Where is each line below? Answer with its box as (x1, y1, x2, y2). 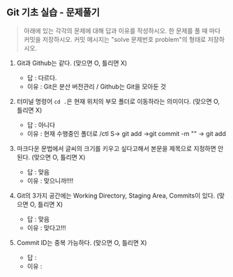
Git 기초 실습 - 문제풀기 (6, 6, 100, 19)
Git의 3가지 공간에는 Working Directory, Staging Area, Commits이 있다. (16, 191, 216, 200)
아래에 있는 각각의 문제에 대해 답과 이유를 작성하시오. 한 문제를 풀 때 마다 (23, 27, 221, 35)
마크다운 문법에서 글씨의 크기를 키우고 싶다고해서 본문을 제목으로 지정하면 (16, 144, 217, 152)
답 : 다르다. (27, 73, 57, 82)
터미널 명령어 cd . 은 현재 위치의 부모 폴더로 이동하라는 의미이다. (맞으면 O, (16, 97, 220, 105)
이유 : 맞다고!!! (27, 223, 66, 232)
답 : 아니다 (27, 121, 56, 129)
